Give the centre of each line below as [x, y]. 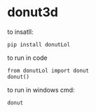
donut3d [33, 12]
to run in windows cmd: [41, 89]
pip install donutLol [39, 44]
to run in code [27, 58]
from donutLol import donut [48, 70]
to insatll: [20, 32]
